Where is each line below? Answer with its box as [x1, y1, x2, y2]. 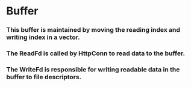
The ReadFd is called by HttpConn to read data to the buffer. [6, 49, 186, 58]
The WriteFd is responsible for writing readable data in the [6, 65, 180, 73]
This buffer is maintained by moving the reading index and [6, 26, 181, 34]
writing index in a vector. [6, 33, 80, 41]
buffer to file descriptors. [6, 73, 82, 81]
